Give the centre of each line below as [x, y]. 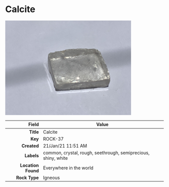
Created [30, 146]
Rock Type [27, 177]
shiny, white [55, 158]
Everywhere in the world [68, 168]
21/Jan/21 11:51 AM [65, 146]
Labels [32, 155]
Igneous [52, 177]
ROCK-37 [53, 139]
